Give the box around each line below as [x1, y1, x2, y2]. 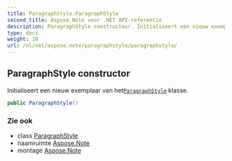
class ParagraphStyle [17, 131, 78, 140]
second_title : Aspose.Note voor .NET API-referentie [7, 17, 162, 23]
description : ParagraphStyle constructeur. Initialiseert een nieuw [7, 23, 209, 30]
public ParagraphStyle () [7, 100, 79, 106]
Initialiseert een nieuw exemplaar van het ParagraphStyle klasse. [7, 86, 188, 94]
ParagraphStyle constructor [7, 68, 130, 79]
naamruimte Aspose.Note [17, 139, 90, 147]
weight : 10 [7, 36, 39, 43]
